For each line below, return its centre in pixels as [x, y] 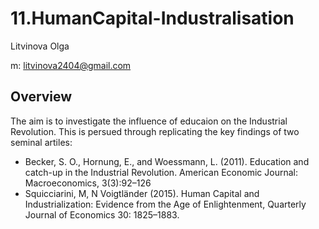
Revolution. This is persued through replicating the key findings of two [155, 131]
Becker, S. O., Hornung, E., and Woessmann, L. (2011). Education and [167, 161]
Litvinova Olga [40, 46]
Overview [41, 97]
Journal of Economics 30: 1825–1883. [102, 214]
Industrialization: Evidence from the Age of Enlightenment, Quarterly [165, 204]
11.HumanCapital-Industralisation [152, 18]
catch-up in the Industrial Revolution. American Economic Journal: [161, 172]
